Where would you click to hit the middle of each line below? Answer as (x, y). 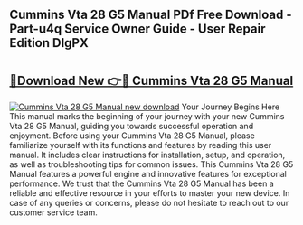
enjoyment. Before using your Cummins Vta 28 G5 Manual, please (132, 136)
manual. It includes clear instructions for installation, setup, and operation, (147, 155)
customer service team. (53, 212)
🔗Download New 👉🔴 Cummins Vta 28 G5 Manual (151, 80)
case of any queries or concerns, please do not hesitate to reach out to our (149, 203)
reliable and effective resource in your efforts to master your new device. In (150, 193)
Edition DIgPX (49, 43)
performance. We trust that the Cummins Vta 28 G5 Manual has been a (142, 183)
